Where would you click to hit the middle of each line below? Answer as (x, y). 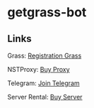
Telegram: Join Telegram (43, 83)
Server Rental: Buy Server (45, 97)
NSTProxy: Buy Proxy (39, 69)
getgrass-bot (47, 12)
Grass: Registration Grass (45, 55)
